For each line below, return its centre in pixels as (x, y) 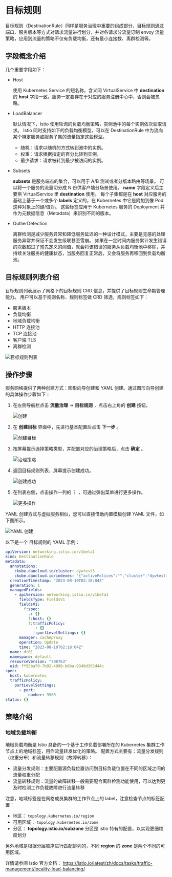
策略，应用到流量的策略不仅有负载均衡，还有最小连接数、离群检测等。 (79, 38)
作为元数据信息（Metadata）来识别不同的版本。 (63, 213)
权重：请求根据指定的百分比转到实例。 (61, 154)
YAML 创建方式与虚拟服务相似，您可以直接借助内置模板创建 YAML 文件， (82, 514)
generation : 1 (25, 585)
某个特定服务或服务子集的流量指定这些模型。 (60, 137)
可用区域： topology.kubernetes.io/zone (56, 822)
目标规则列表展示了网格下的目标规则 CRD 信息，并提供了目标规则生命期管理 (85, 290)
